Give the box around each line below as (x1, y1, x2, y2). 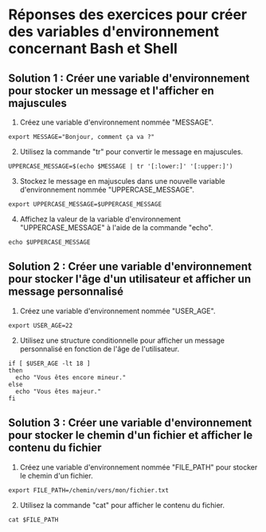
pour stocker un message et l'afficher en (8, 84, 215, 97)
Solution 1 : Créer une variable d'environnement (8, 71, 250, 85)
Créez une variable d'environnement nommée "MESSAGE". (19, 117, 213, 127)
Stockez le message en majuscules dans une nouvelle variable (19, 177, 225, 185)
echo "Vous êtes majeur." (15, 387, 102, 395)
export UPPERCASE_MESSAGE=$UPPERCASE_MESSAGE (8, 200, 162, 208)
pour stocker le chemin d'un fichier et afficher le (8, 429, 253, 443)
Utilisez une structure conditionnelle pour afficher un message (19, 335, 225, 345)
